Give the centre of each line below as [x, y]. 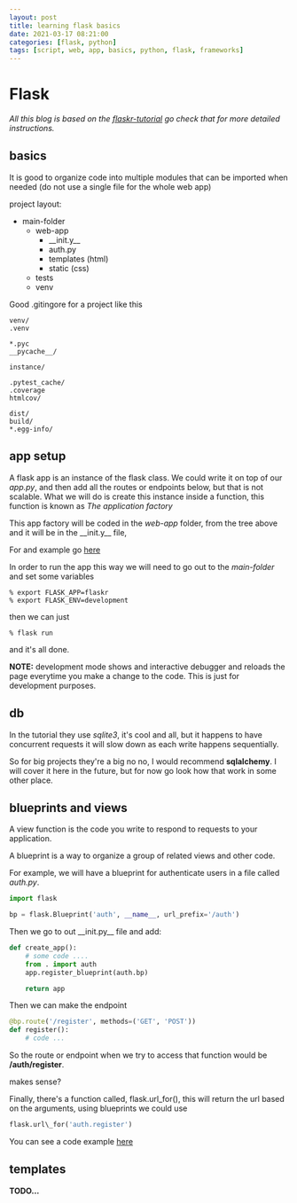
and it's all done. [39, 649]
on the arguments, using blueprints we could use [98, 1108]
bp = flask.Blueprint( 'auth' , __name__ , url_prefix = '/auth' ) [125, 915]
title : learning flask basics [65, 26]
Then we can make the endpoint [68, 1005]
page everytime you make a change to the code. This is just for [125, 676]
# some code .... [57, 956]
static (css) [69, 268]
